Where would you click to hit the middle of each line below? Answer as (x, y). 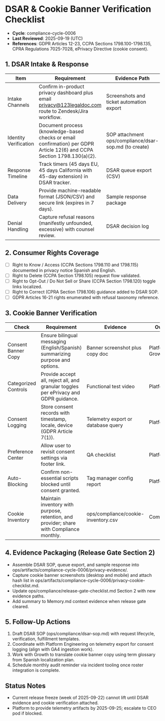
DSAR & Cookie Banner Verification (78, 9)
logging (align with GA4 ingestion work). (53, 649)
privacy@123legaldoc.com (70, 105)
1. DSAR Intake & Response (47, 64)
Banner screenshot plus (114, 347)
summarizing (56, 354)
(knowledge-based (61, 131)
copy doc (97, 354)
